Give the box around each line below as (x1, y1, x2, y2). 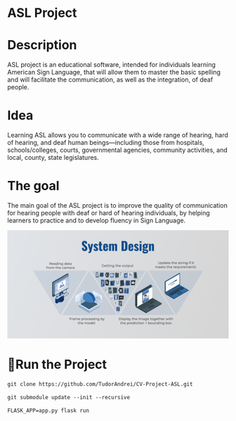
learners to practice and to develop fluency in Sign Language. (7, 216, 186, 225)
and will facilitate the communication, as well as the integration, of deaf (7, 75, 214, 84)
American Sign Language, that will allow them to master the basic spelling (7, 68, 221, 77)
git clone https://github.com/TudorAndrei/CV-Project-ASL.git (7, 380, 193, 388)
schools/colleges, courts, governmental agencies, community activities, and (7, 146, 228, 154)
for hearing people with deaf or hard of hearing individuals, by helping (7, 209, 211, 217)
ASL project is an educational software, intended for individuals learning (7, 61, 216, 69)
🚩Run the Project (7, 356, 107, 372)
